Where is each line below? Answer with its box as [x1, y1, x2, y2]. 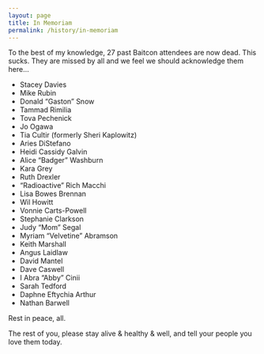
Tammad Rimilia [19, 105, 72, 115]
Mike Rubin [19, 88, 57, 98]
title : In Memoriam [8, 19, 73, 27]
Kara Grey [19, 164, 53, 174]
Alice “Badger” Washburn [19, 156, 104, 165]
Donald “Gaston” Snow [19, 96, 95, 107]
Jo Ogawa [19, 122, 54, 131]
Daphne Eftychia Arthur [19, 290, 96, 299]
